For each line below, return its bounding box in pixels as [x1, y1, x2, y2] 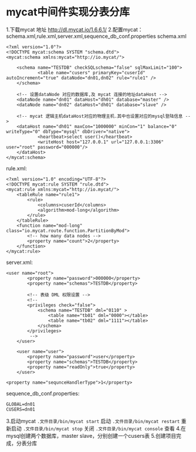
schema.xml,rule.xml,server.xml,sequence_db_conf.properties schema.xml [6, 32, 187, 39]
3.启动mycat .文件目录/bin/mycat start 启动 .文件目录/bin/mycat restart [6, 417, 180, 424]
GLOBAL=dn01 [6, 401, 35, 407]
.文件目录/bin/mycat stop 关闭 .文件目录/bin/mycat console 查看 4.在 [22, 425, 186, 432]
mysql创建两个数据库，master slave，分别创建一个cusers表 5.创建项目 [6, 432, 177, 439]
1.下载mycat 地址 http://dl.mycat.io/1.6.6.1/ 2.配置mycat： [6, 26, 143, 33]
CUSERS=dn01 [6, 406, 35, 413]
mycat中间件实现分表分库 [6, 5, 130, 19]
